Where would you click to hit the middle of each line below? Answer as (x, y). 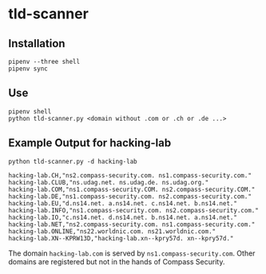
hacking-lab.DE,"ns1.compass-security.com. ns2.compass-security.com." (130, 197)
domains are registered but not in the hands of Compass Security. (117, 261)
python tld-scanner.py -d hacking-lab (73, 161)
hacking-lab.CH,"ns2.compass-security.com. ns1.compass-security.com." (130, 175)
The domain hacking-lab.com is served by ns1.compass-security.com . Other (132, 253)
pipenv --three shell (44, 62)
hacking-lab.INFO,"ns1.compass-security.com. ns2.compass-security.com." (134, 210)
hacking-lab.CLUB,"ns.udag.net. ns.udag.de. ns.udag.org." (109, 182)
